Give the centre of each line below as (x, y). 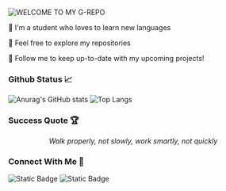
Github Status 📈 (40, 79)
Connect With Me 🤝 (46, 161)
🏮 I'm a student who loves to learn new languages (90, 27)
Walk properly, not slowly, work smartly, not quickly (133, 141)
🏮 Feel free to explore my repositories (69, 43)
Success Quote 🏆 (44, 120)
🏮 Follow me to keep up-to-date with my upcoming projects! (106, 58)
